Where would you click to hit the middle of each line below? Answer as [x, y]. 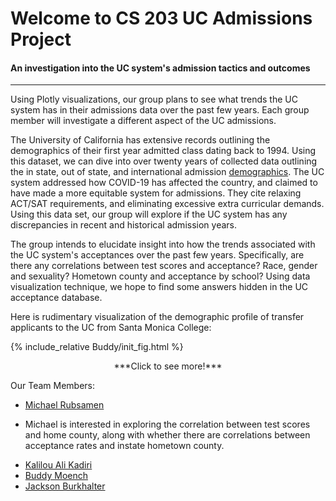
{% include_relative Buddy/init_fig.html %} [97, 347]
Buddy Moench [56, 476]
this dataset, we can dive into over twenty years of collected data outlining [164, 161]
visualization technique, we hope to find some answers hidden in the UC [159, 287]
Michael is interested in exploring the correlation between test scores [167, 424]
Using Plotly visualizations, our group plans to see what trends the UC [154, 99]
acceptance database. [56, 298]
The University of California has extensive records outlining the [140, 140]
